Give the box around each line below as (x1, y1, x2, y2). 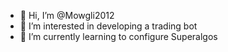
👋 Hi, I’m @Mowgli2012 (19, 10, 115, 21)
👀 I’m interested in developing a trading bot (19, 20, 198, 32)
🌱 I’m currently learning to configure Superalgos (19, 31, 218, 42)
